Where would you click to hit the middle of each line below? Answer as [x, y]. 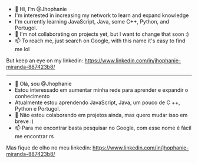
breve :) [24, 121]
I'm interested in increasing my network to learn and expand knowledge [102, 15]
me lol [22, 49]
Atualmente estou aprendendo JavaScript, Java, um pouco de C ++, [97, 102]
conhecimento [32, 96]
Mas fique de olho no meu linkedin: [49, 148]
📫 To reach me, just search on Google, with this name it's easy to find [100, 41]
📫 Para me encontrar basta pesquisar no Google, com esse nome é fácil [103, 128]
